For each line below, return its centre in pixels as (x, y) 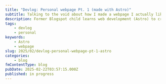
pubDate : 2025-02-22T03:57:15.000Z (42, 70)
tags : (11, 23)
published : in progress (30, 74)
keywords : (15, 38)
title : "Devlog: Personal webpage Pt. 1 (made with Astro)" (68, 10)
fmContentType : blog (26, 65)
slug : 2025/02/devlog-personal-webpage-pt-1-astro (58, 51)
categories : (17, 56)
